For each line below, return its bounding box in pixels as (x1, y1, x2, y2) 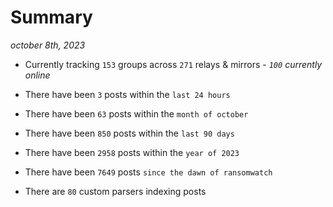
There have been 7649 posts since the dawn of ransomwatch (24, 166, 273, 178)
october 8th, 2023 (10, 39, 86, 51)
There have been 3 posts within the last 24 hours (24, 88, 231, 100)
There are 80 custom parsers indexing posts (24, 185, 207, 197)
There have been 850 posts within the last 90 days (24, 127, 235, 139)
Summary (10, 6, 93, 29)
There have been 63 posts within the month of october (24, 107, 249, 120)
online (24, 69, 51, 81)
